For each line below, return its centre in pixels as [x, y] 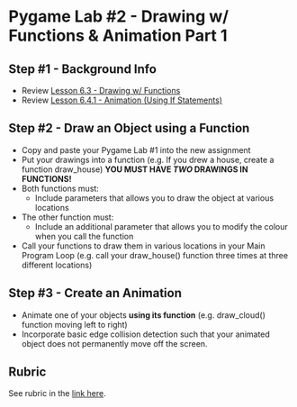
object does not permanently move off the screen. [114, 343]
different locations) [57, 265]
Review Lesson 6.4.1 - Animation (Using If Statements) [121, 100]
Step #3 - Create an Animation [95, 293]
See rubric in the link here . [58, 393]
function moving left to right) [74, 324]
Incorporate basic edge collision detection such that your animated [146, 334]
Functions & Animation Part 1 [118, 36]
